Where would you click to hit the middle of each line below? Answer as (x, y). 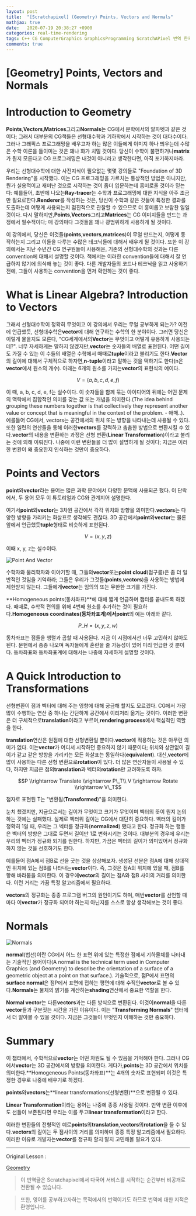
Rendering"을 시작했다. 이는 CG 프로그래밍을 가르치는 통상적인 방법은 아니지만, (97, 178)
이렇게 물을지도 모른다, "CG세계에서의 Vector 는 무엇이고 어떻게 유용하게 (88, 339)
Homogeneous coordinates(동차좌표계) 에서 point (71, 614)
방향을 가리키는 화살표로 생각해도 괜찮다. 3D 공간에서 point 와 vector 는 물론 (101, 517)
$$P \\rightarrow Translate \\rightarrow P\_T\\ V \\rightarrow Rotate (98, 781)
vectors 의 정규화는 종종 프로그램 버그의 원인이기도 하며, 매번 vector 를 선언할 (94, 895)
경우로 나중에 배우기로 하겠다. (50, 1080)
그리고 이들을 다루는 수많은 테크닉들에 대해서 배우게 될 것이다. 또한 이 (105, 242)
